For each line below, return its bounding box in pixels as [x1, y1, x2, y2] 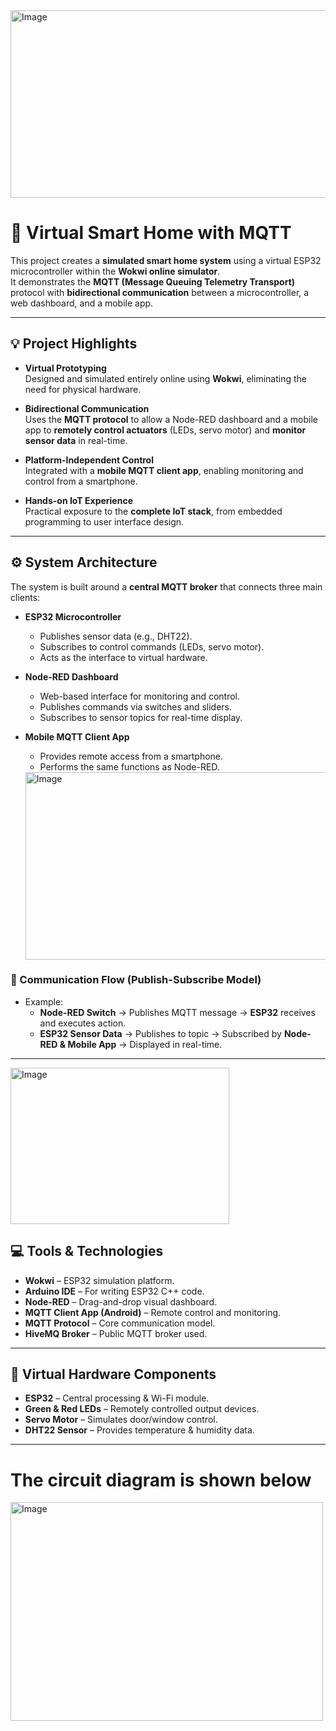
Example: [24, 995, 64, 1008]
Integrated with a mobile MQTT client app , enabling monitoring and [24, 464, 304, 476]
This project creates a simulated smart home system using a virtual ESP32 [10, 254, 322, 266]
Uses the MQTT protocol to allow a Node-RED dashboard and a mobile [24, 413, 319, 425]
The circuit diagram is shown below [10, 1469, 312, 1491]
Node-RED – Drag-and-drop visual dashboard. [24, 1295, 218, 1308]
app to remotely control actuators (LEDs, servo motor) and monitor [24, 424, 307, 436]
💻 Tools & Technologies [10, 1243, 164, 1260]
